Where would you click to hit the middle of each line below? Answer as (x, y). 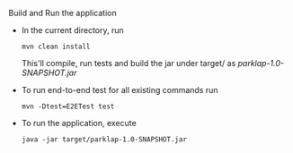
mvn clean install (56, 47)
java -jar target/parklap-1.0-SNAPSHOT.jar (104, 140)
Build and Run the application (63, 13)
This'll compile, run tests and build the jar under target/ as (129, 63)
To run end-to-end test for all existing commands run (120, 90)
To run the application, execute (79, 123)
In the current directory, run (73, 30)
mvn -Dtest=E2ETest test (68, 106)
